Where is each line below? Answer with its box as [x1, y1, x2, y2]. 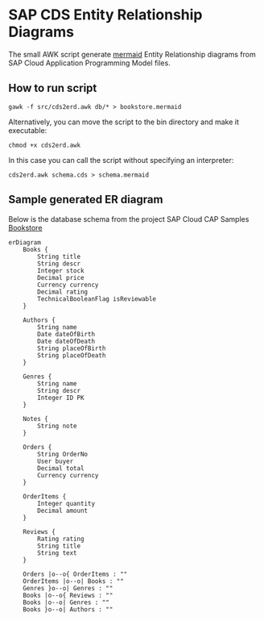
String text [37, 548, 78, 557]
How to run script [8, 81, 97, 95]
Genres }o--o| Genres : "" [23, 584, 113, 592]
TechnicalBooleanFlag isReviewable [37, 294, 157, 303]
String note [37, 422, 78, 430]
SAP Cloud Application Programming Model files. [8, 58, 171, 68]
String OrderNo [37, 450, 89, 458]
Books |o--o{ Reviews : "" [23, 591, 113, 599]
